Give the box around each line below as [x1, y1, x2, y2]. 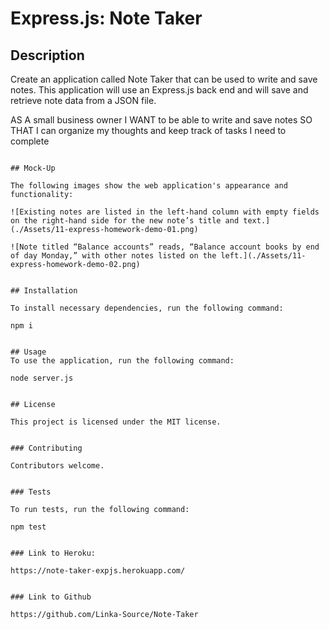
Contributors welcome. [10, 461, 105, 471]
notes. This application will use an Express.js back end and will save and [10, 84, 309, 96]
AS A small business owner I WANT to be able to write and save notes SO [10, 114, 313, 126]
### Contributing [10, 443, 83, 453]
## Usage [10, 347, 47, 357]
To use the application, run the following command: [10, 356, 235, 366]
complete [10, 135, 50, 147]
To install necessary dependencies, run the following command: [10, 303, 284, 313]
